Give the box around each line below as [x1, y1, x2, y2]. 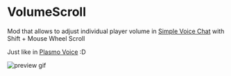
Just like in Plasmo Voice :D [7, 48, 87, 56]
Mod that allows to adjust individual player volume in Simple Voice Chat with [7, 27, 225, 35]
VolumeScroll [7, 4, 87, 20]
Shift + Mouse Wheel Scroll [7, 34, 85, 42]
